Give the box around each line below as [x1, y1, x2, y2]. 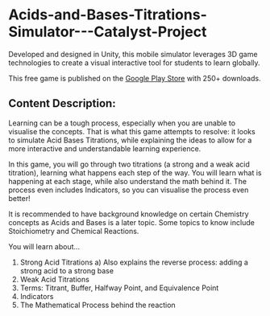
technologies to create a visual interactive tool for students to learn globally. [8, 58, 260, 68]
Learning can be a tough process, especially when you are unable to [8, 118, 236, 128]
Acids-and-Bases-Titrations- [8, 6, 207, 24]
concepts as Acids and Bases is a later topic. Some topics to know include [8, 217, 255, 227]
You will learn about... [8, 241, 81, 251]
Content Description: [8, 96, 116, 110]
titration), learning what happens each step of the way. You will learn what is [8, 167, 262, 178]
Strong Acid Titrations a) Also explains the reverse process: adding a [19, 257, 248, 267]
